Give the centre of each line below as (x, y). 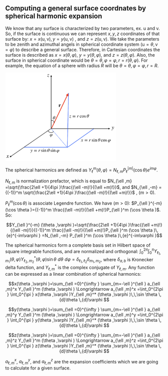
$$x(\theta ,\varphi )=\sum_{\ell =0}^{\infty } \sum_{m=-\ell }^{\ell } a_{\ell (84, 284)
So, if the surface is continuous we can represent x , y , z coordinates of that (82, 34)
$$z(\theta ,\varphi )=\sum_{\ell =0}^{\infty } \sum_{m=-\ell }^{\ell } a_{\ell (84, 335)
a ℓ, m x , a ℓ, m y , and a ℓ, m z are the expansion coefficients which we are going (82, 362)
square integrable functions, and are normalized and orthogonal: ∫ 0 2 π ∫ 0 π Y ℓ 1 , (83, 252)
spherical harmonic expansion (54, 16)
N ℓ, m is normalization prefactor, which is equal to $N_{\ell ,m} (69, 181)
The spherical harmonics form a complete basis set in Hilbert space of (78, 245)
